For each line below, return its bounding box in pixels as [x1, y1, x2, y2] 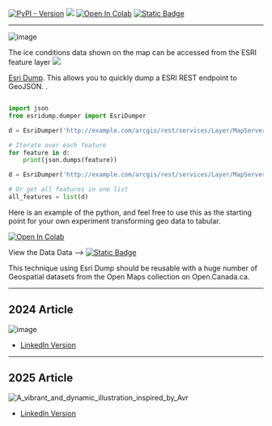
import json [8, 104, 49, 113]
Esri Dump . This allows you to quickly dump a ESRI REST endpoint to [8, 73, 237, 83]
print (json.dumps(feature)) [23, 156, 117, 164]
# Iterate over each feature [8, 141, 107, 149]
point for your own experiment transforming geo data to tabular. [8, 215, 221, 226]
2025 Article [8, 371, 74, 385]
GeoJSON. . [8, 82, 49, 91]
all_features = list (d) [8, 193, 89, 201]
